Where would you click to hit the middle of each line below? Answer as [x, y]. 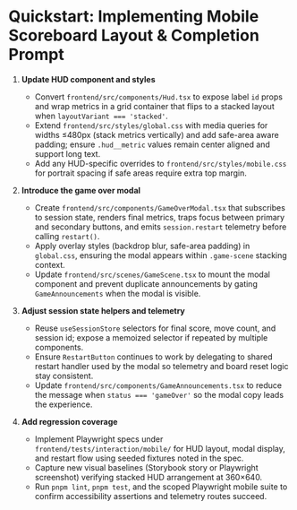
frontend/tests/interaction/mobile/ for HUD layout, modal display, [160, 448]
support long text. [68, 153]
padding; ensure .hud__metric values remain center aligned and [152, 144]
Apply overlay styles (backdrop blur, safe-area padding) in [142, 246]
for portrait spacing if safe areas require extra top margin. [140, 173]
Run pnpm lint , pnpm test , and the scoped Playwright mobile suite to [161, 487]
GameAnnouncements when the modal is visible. [118, 293]
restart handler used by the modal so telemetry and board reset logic [161, 366]
